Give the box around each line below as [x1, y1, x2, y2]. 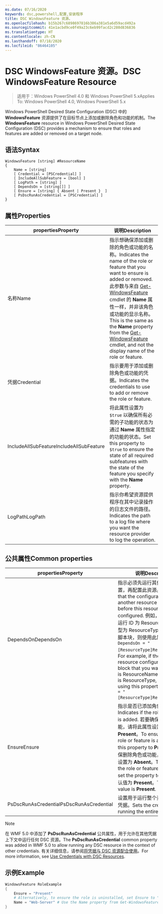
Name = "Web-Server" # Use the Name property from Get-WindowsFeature [14, 900, 160, 905]
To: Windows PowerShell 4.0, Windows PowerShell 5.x [16, 98, 126, 105]
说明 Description [114, 227, 151, 234]
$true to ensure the [109, 446, 154, 453]
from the [109, 329, 129, 336]
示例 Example [5, 869, 45, 877]
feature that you [109, 264, 146, 270]
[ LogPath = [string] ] [14, 180, 62, 185]
